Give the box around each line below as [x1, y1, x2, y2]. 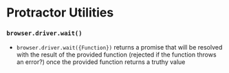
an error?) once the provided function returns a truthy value [16, 58, 186, 66]
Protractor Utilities [6, 5, 114, 21]
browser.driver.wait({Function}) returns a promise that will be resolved [16, 43, 223, 52]
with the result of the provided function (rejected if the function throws [16, 50, 217, 59]
